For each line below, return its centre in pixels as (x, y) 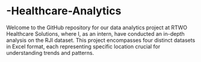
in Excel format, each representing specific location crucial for (83, 46)
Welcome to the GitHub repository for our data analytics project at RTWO (97, 27)
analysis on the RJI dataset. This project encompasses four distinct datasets (101, 40)
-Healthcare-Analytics (64, 11)
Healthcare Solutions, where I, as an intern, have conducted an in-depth (95, 33)
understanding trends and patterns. (50, 52)
